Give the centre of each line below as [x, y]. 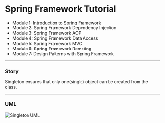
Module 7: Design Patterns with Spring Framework [63, 54]
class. [11, 87]
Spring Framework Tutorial [61, 9]
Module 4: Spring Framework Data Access [55, 38]
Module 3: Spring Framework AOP [47, 33]
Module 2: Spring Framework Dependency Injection [64, 27]
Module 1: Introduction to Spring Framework [57, 23]
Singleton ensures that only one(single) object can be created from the [77, 82]
